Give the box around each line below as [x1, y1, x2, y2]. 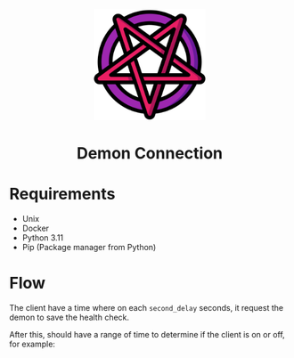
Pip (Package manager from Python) [21, 242, 157, 253]
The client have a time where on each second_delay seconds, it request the [9, 303, 283, 313]
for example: [9, 338, 56, 350]
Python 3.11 [21, 232, 64, 243]
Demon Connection [76, 143, 224, 164]
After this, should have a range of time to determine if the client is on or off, [9, 330, 285, 340]
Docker [21, 223, 50, 234]
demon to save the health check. [9, 312, 130, 323]
